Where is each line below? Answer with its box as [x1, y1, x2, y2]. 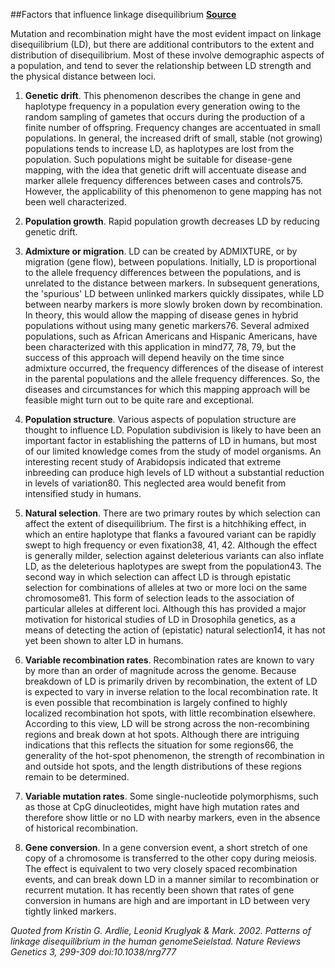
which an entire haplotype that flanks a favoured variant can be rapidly [24, 529, 317, 540]
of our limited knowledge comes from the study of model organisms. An [24, 445, 322, 457]
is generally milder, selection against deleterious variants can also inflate [24, 550, 325, 561]
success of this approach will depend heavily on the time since [24, 352, 285, 363]
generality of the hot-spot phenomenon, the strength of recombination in [24, 750, 325, 761]
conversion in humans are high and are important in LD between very [24, 895, 310, 906]
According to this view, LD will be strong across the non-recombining [24, 718, 310, 729]
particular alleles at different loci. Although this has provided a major [24, 603, 307, 614]
